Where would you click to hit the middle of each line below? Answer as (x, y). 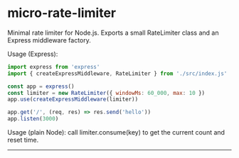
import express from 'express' (54, 67)
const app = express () (41, 86)
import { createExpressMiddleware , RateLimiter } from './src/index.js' (117, 73)
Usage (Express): (33, 54)
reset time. (23, 140)
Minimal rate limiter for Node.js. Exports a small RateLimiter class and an (113, 33)
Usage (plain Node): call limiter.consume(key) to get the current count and (116, 132)
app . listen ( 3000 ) (33, 119)
